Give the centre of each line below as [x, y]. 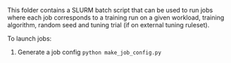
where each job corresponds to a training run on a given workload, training [116, 17]
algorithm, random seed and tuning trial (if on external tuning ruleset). [108, 25]
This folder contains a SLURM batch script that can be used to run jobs [110, 10]
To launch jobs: [30, 38]
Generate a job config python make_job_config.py [89, 52]
